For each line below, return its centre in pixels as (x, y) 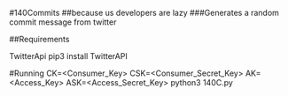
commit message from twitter (63, 22)
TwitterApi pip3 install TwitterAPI (69, 56)
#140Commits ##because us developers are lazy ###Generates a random (144, 13)
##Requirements (39, 39)
